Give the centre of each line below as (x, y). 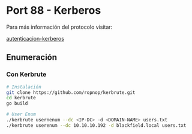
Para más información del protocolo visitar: (59, 27)
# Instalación (24, 87)
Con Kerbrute (26, 74)
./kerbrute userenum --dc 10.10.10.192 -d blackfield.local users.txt (96, 125)
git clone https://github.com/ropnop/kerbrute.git (71, 92)
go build (17, 103)
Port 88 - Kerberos (54, 10)
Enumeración (32, 57)
